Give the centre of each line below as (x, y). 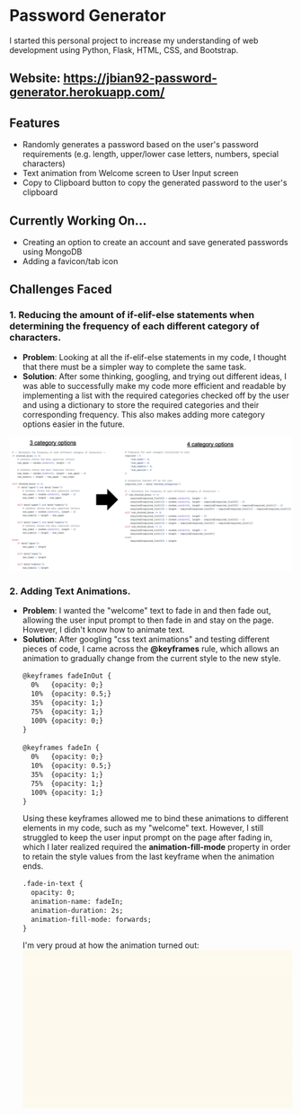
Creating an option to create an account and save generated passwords (155, 242)
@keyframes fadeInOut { (67, 676)
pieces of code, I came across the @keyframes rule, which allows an (151, 649)
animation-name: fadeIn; (77, 902)
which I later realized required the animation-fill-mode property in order (156, 847)
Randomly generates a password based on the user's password (140, 145)
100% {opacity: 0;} (67, 721)
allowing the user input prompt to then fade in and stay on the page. (148, 620)
